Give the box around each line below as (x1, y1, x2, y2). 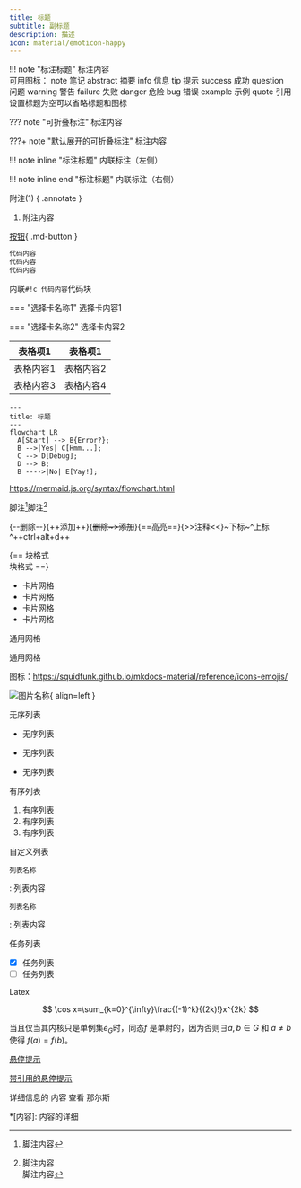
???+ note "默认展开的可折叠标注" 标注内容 (9, 136, 168, 146)
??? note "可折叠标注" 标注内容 (9, 117, 123, 128)
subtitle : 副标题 (9, 22, 70, 31)
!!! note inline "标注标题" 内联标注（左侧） (9, 154, 163, 166)
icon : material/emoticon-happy (9, 38, 126, 48)
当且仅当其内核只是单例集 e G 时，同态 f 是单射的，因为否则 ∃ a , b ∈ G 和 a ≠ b (9, 1022, 292, 1035)
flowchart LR (9, 427, 58, 436)
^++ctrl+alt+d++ (9, 531, 70, 541)
